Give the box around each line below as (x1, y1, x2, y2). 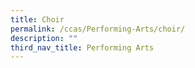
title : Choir (10, 14, 65, 25)
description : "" (10, 33, 78, 43)
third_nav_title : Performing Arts (10, 42, 155, 53)
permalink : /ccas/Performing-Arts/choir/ (10, 24, 186, 34)
